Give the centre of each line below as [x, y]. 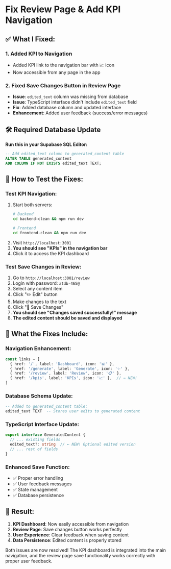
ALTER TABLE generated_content [39, 158]
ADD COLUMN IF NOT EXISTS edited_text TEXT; [53, 163]
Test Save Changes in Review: [43, 266]
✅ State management [35, 490]
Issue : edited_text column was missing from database [70, 97]
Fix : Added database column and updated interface [67, 108]
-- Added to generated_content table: [46, 407]
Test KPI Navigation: [31, 193]
